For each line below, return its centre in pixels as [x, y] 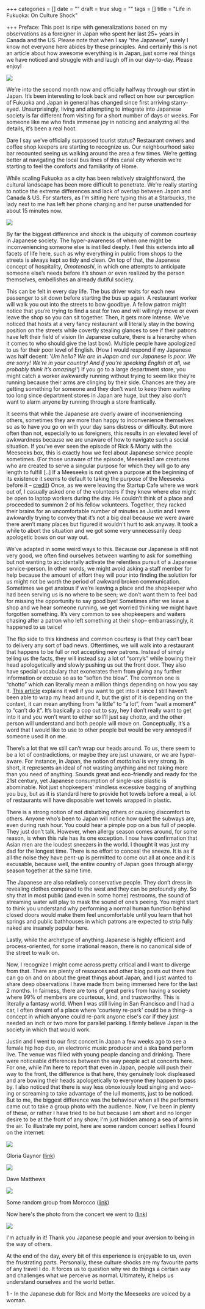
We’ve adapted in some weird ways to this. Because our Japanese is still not [102, 549]
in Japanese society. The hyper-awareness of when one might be [89, 240]
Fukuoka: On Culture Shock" [42, 15]
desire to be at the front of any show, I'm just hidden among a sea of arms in [102, 1119]
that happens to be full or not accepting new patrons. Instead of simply [95, 652]
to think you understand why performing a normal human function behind [99, 908]
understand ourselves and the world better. [61, 1282]
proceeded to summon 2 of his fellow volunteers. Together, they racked [96, 505]
